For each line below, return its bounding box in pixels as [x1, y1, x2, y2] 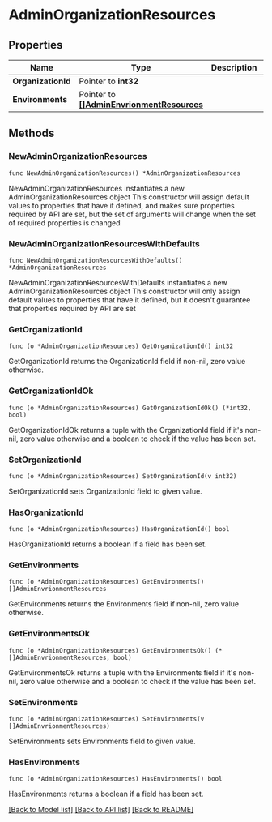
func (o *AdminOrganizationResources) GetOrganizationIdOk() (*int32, [8, 404, 252, 412]
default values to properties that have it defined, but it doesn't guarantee [8, 294, 251, 305]
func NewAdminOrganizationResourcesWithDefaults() [8, 256, 183, 264]
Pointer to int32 [79, 75, 139, 87]
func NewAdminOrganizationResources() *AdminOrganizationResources [8, 169, 241, 178]
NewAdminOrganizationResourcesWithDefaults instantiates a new [8, 277, 228, 287]
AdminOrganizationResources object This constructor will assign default [8, 192, 249, 202]
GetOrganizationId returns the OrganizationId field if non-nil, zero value [8, 357, 246, 366]
